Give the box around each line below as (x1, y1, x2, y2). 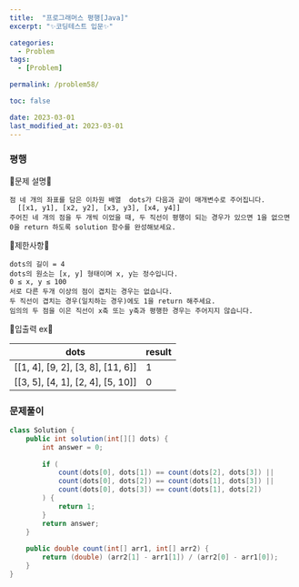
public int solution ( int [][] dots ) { (25, 434, 169, 443)
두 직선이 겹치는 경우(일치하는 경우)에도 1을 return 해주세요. (9, 297, 216, 306)
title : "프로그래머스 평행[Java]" (9, 13, 129, 23)
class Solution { (9, 426, 75, 435)
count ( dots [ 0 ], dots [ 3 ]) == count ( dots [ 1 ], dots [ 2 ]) (57, 485, 263, 494)
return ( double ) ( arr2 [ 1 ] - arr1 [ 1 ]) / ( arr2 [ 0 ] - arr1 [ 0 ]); (42, 552, 279, 562)
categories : (9, 38, 55, 47)
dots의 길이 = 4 (9, 259, 65, 268)
